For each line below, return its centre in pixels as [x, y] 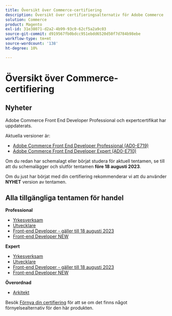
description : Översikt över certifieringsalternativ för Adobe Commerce [84, 15]
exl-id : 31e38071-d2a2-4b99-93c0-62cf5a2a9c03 [56, 29]
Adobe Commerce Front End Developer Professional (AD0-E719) [81, 145]
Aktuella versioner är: [28, 135]
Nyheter [19, 108]
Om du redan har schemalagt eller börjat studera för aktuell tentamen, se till [85, 161]
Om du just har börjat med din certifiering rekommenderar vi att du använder [86, 176]
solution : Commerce [26, 19]
